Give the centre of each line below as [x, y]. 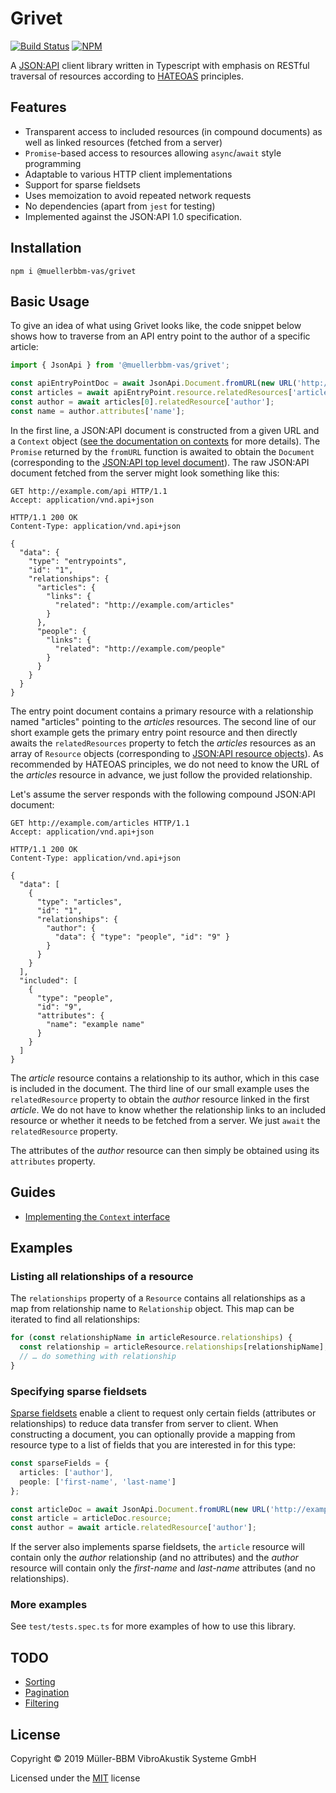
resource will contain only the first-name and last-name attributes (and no [163, 1568]
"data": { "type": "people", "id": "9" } [142, 937]
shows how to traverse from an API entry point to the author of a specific [160, 336]
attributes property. [53, 1161]
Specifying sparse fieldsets [79, 1391]
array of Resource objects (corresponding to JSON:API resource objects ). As [167, 753]
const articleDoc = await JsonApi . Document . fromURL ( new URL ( [140, 1509]
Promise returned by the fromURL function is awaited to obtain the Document [162, 451]
